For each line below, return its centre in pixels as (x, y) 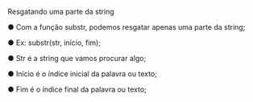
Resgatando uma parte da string (61, 12)
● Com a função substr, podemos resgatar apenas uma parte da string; (126, 27)
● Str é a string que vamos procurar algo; (77, 58)
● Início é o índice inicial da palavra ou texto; (83, 74)
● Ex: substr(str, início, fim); (54, 43)
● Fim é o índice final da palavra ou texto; (77, 89)
